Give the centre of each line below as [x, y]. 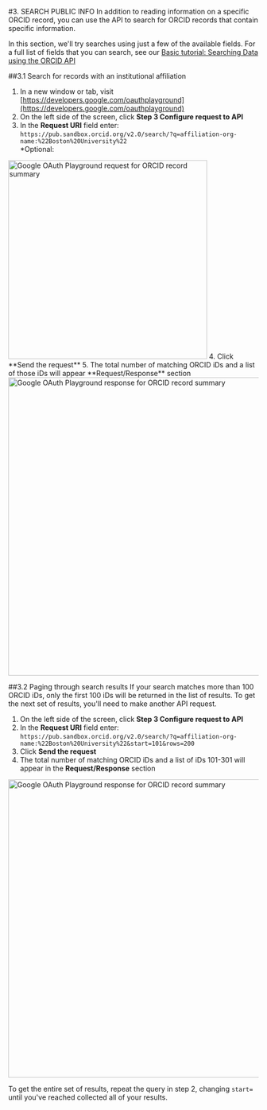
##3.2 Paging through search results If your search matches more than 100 [131, 687]
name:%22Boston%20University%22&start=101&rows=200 [107, 743]
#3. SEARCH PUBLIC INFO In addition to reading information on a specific [129, 12]
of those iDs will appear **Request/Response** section [100, 373]
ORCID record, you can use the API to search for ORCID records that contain [133, 20]
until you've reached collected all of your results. [88, 1097]
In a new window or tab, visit [66, 91]
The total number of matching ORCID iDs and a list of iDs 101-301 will [132, 760]
